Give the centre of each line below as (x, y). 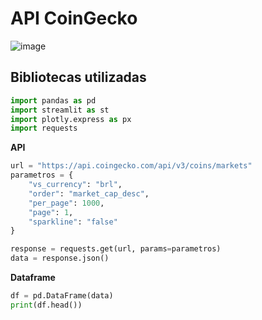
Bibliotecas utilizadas (78, 77)
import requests (44, 128)
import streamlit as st (60, 110)
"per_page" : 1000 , (66, 203)
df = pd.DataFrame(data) (62, 296)
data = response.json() (60, 258)
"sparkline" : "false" (73, 222)
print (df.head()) (46, 305)
